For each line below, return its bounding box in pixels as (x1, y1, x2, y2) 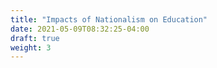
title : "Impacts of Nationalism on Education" (10, 14, 208, 25)
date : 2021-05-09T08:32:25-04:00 (10, 24, 150, 34)
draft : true (10, 33, 60, 43)
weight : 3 (10, 42, 52, 53)
